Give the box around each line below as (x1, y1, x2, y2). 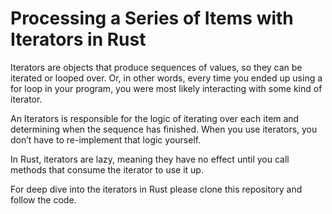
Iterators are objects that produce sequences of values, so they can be (10, 61, 303, 73)
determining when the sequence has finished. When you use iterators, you (10, 123, 318, 135)
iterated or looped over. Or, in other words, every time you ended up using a (10, 72, 323, 84)
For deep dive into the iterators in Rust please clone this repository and (10, 183, 303, 195)
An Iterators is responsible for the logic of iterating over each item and (10, 112, 300, 124)
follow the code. (10, 193, 77, 206)
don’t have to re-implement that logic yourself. (10, 133, 202, 146)
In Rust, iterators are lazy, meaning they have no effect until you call (10, 153, 290, 165)
